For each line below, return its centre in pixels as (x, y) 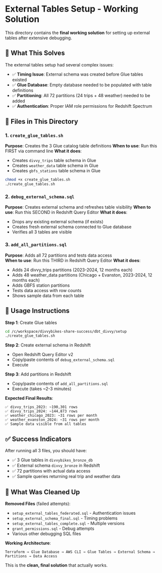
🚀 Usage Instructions (37, 311)
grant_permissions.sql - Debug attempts (53, 528)
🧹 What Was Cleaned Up (42, 492)
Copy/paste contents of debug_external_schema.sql (63, 360)
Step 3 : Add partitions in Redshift (38, 374)
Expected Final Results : (29, 398)
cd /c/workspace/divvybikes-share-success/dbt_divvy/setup (66, 331)
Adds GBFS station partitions (41, 285)
